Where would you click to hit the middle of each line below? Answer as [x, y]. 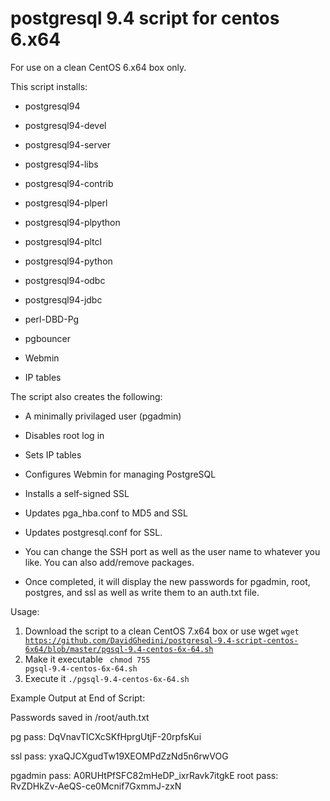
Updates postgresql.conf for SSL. [93, 532]
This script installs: [49, 86]
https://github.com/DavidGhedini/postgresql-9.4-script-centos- [161, 640]
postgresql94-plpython [72, 222]
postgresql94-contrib [69, 183]
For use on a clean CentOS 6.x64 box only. [98, 67]
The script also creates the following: [86, 396]
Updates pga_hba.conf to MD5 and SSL [106, 513]
